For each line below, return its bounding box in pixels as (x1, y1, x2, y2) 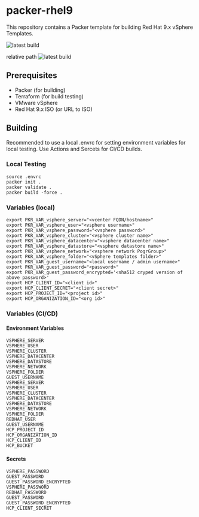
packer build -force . (6, 190, 63, 196)
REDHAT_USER (6, 416, 36, 423)
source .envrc (6, 173, 42, 180)
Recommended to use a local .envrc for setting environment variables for (6, 139, 186, 146)
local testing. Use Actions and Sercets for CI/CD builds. (6, 145, 142, 152)
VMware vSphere (14, 99, 58, 106)
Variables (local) (6, 203, 56, 212)
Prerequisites (6, 70, 57, 81)
